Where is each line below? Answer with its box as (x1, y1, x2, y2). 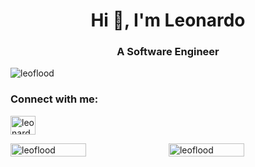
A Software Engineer (116, 45, 220, 59)
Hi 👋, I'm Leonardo (90, 9, 246, 32)
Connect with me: (10, 92, 99, 106)
